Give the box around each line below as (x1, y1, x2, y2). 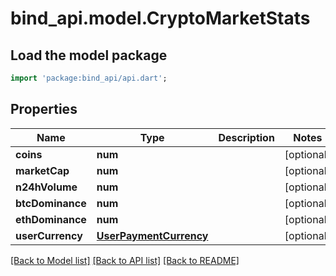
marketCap (15, 163, 70, 177)
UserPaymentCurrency (96, 228, 209, 242)
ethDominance (15, 212, 87, 226)
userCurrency (15, 228, 83, 242)
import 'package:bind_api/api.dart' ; (10, 73, 168, 83)
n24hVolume (15, 180, 78, 194)
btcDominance (15, 196, 87, 210)
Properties (10, 101, 78, 118)
